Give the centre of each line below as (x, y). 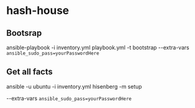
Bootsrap (24, 33)
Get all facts (30, 72)
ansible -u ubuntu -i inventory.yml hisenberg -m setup (74, 86)
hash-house (38, 11)
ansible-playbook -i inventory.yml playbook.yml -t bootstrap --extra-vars (98, 47)
